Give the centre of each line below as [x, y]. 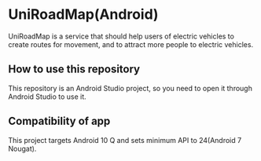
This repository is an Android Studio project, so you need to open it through [130, 88]
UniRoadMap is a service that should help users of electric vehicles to [121, 36]
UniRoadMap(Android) [83, 15]
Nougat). [22, 148]
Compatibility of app [59, 121]
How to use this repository [74, 70]
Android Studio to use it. [47, 97]
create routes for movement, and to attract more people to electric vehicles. [131, 44]
